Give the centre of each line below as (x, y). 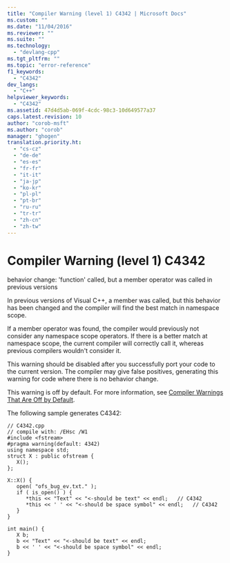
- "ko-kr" (27, 188)
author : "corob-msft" (38, 123)
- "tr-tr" (27, 214)
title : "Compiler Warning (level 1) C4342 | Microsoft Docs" (97, 14)
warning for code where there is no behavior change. (83, 379)
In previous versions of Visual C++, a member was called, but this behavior (114, 301)
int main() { (26, 529)
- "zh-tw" (27, 226)
